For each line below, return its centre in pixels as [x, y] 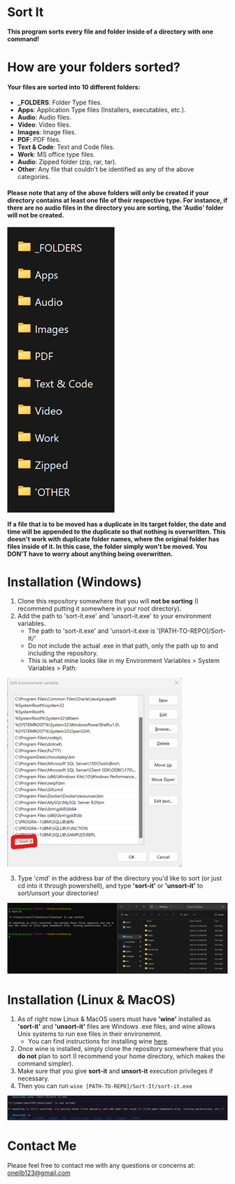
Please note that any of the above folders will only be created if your [108, 192]
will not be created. [36, 215]
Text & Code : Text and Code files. [66, 147]
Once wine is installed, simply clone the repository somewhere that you [120, 1049]
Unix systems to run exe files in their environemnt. [90, 1034]
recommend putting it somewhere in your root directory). [99, 608]
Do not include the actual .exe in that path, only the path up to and [123, 646]
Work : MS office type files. [56, 155]
